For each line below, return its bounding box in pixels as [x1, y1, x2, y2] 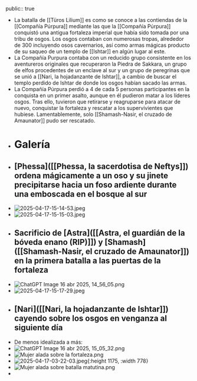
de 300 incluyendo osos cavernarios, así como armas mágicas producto [14, 41, 190, 49]
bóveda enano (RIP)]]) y [14, 237, 103, 247]
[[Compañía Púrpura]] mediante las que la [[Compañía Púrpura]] [14, 23, 171, 30]
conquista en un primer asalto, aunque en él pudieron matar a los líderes [14, 92, 191, 99]
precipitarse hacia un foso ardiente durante [14, 180, 177, 190]
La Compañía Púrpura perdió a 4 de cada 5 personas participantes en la [14, 86, 190, 92]
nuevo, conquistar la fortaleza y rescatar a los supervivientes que [14, 105, 173, 111]
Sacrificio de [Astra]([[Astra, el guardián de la [14, 228, 185, 238]
